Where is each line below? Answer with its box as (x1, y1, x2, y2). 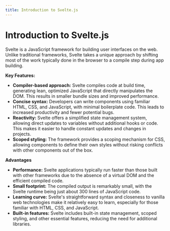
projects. (12, 131, 31, 137)
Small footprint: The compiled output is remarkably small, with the (12, 183, 152, 189)
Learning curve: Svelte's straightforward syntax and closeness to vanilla (12, 194, 165, 200)
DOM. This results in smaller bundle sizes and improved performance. (12, 93, 159, 99)
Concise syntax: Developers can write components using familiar (12, 98, 151, 104)
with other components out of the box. (12, 147, 93, 153)
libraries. (12, 221, 31, 227)
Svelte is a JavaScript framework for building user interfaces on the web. (5, 46, 158, 52)
